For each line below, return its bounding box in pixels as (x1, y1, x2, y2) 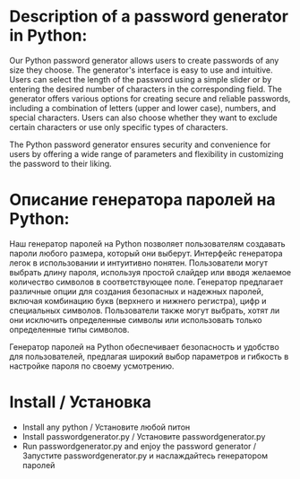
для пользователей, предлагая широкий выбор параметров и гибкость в (9, 351, 289, 361)
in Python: (9, 25, 88, 46)
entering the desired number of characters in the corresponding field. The (9, 83, 282, 94)
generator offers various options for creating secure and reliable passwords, (9, 92, 291, 104)
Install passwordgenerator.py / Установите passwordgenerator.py (21, 431, 266, 441)
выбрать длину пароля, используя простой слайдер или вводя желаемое (9, 266, 292, 277)
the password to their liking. (9, 158, 112, 169)
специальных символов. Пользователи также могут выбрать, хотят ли (9, 305, 280, 316)
